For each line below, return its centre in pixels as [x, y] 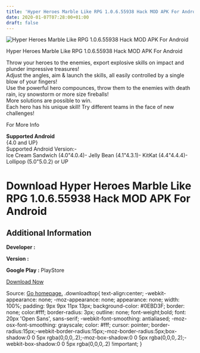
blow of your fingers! [32, 82]
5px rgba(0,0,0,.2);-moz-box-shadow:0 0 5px [92, 338]
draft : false [22, 23]
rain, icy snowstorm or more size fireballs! [57, 94]
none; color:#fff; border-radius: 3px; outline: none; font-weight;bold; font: [96, 313]
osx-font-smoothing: [32, 325]
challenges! [20, 113]
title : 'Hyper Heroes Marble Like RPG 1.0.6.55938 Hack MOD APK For [93, 12]
